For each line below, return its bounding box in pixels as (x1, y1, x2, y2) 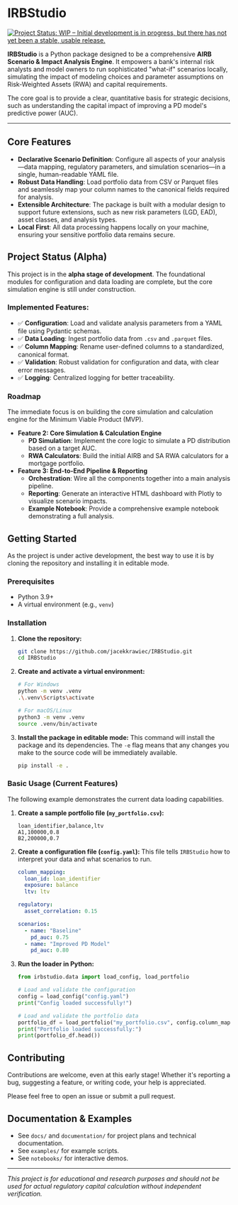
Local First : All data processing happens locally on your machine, (17, 222, 209, 231)
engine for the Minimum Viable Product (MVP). (7, 415, 144, 424)
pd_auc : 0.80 (30, 947, 69, 954)
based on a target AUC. (28, 444, 97, 452)
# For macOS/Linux (17, 707, 72, 714)
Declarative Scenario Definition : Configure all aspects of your (17, 155, 200, 163)
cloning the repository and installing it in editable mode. (7, 559, 170, 567)
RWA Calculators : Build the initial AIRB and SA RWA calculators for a (28, 452, 229, 460)
